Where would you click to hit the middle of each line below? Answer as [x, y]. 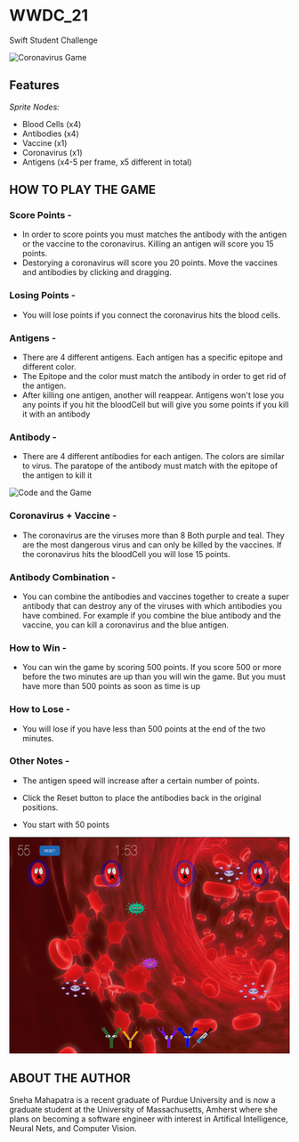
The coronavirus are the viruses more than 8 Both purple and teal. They [153, 535]
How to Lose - [40, 709]
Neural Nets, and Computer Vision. [73, 1128]
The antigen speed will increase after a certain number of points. [141, 781]
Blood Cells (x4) [52, 124]
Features [34, 85]
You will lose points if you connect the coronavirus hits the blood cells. [151, 315]
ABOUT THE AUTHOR [70, 1078]
